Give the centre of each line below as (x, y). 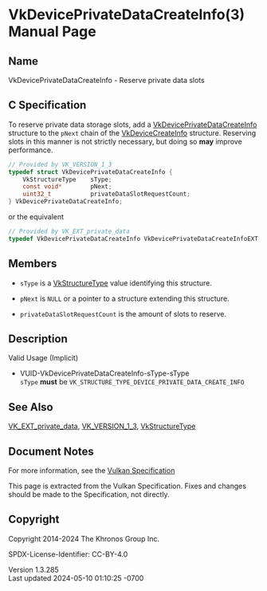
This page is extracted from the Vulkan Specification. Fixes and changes (128, 486)
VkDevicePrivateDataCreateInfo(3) (127, 15)
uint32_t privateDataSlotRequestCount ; (107, 194)
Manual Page (53, 32)
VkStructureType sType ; (67, 179)
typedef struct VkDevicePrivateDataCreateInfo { (90, 172)
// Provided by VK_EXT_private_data (69, 232)
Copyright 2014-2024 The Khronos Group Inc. (84, 538)
